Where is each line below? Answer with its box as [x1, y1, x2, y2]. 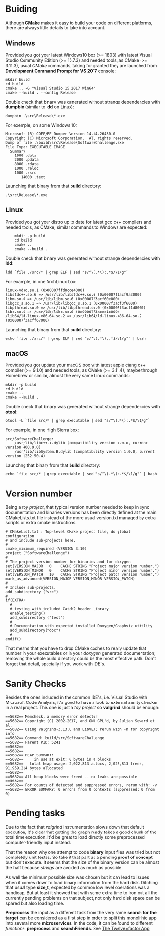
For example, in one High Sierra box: [5, 427, 79, 433]
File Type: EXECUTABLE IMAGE [5, 144, 65, 149]
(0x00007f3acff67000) [5, 318, 50, 323]
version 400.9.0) [5, 445, 41, 450]
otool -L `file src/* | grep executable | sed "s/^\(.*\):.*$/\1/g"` [5, 418, 151, 423]
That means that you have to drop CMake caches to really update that [5, 645, 146, 651]
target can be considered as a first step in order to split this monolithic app [5, 915, 157, 921]
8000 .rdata [14, 161, 39, 166]
